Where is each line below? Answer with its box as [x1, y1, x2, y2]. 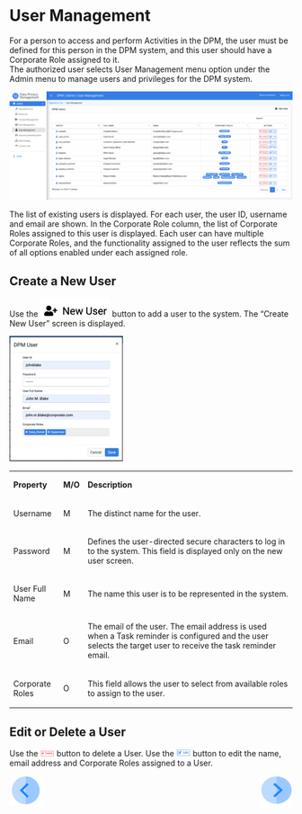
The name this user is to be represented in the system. [87, 588, 289, 599]
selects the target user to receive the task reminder [87, 640, 277, 651]
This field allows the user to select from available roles [87, 678, 289, 689]
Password [13, 545, 50, 556]
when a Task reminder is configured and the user [87, 631, 269, 641]
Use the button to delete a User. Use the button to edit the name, [9, 747, 281, 758]
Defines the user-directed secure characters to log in [87, 536, 286, 547]
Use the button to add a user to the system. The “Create [9, 309, 289, 319]
